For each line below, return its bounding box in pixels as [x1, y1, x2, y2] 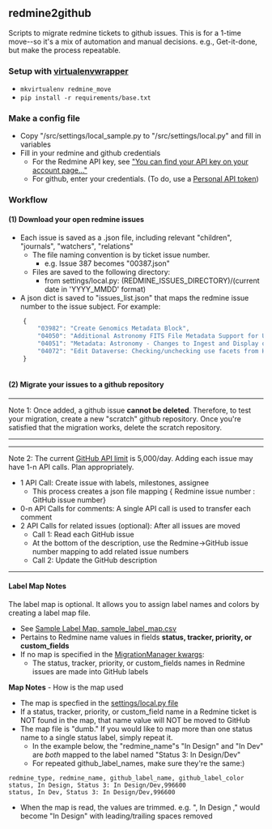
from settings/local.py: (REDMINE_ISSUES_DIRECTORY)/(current [44, 276, 261, 285]
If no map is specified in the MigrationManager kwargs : [19, 650, 205, 660]
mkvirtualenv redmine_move [19, 85, 112, 94]
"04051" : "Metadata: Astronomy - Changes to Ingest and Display [37, 340, 259, 348]
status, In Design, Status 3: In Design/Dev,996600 [8, 781, 186, 789]
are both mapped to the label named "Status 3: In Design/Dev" [32, 750, 241, 760]
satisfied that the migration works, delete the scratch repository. [8, 422, 223, 432]
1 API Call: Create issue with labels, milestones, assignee [19, 477, 209, 487]
